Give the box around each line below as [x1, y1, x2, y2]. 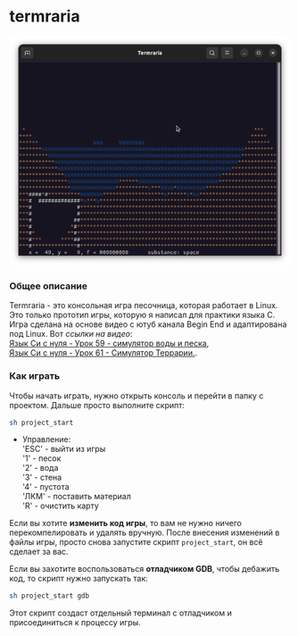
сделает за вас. [9, 547, 69, 557]
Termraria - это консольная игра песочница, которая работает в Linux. [9, 300, 278, 311]
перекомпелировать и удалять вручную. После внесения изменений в [9, 527, 280, 538]
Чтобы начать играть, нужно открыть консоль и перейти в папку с [9, 390, 264, 401]
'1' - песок [21, 453, 62, 464]
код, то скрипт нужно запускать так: [9, 573, 149, 584]
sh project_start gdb [9, 591, 90, 600]
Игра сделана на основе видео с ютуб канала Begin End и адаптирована [9, 319, 287, 330]
